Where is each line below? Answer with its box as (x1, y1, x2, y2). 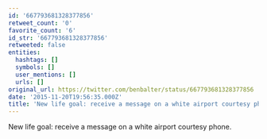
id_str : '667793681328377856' (8, 33, 109, 42)
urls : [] (15, 78, 44, 86)
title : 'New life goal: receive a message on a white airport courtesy (8, 100, 250, 108)
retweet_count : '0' (8, 19, 73, 27)
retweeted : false (8, 41, 66, 49)
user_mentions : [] (15, 71, 77, 79)
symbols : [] (15, 64, 56, 71)
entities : (8, 48, 41, 56)
